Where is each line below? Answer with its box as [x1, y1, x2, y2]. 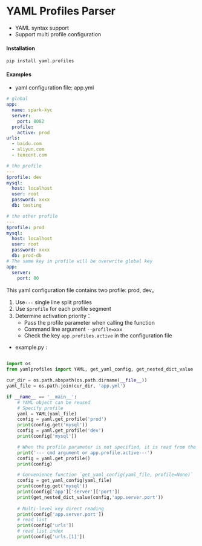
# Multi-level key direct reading [17, 505, 104, 512]
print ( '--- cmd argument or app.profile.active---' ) [17, 449, 153, 456]
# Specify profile [17, 405, 64, 411]
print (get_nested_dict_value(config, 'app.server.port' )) [17, 494, 164, 500]
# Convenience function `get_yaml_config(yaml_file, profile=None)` [17, 472, 194, 478]
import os [6, 361, 31, 367]
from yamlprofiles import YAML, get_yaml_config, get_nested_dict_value [6, 366, 194, 372]
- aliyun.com [11, 146, 45, 152]
